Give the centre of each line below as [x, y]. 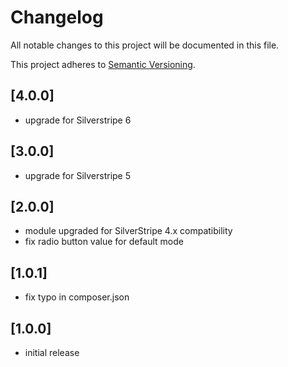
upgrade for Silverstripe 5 [78, 175]
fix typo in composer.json [77, 297]
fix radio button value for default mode [104, 242]
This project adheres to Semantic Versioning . [103, 64]
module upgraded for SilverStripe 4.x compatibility [128, 231]
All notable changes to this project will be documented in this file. [145, 45]
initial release [52, 352]
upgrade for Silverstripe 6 [78, 120]
